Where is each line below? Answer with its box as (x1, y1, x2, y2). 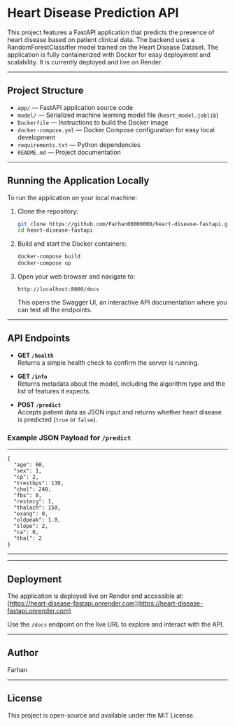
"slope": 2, (13, 523, 49, 530)
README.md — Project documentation (17, 148, 121, 156)
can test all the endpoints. (17, 306, 92, 314)
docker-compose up (17, 260, 71, 267)
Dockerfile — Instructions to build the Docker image (17, 118, 169, 127)
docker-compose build (17, 253, 80, 260)
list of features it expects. (17, 386, 91, 395)
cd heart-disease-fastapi (17, 227, 93, 234)
